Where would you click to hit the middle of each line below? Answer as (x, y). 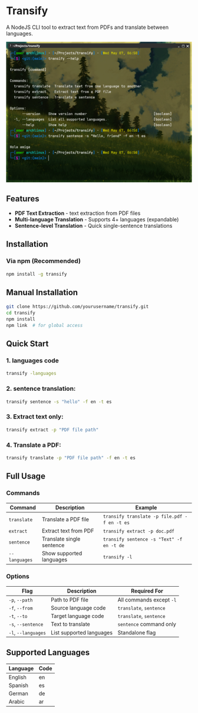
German (18, 694)
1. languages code (32, 361)
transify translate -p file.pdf (143, 517)
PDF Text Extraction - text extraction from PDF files (77, 213)
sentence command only (147, 624)
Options (18, 577)
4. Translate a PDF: (34, 445)
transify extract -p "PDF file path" (52, 430)
